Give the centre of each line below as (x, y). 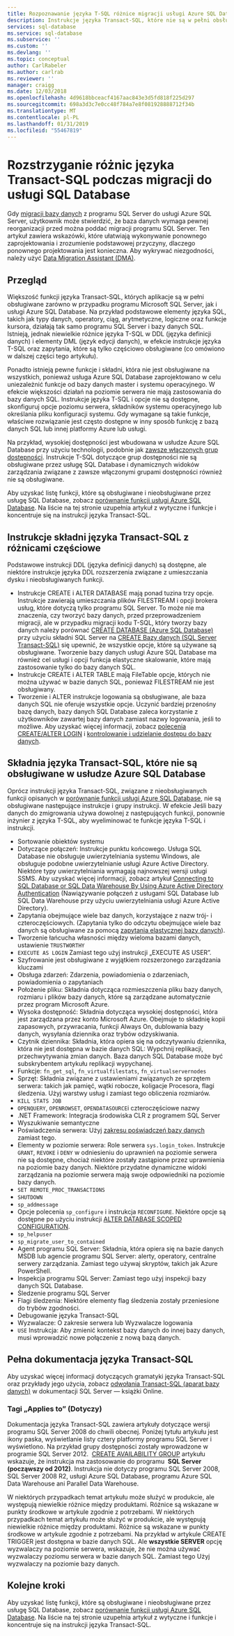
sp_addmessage (38, 1205)
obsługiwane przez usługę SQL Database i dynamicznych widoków (103, 465)
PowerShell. (34, 1271)
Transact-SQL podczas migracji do (110, 179)
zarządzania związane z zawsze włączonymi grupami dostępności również (115, 472)
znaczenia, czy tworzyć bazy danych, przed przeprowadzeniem (109, 615)
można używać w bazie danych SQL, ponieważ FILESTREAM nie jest (116, 682)
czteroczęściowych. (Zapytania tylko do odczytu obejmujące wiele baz (119, 923)
